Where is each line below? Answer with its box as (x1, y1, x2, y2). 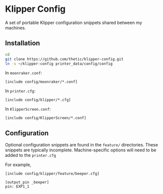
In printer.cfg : (5, 88, 36, 94)
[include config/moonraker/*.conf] (5, 79, 78, 84)
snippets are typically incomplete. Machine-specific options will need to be (5, 147, 157, 153)
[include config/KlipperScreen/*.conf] (5, 116, 87, 121)
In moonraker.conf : (5, 70, 43, 76)
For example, (5, 162, 32, 168)
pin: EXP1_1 (5, 184, 29, 189)
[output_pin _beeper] (5, 180, 49, 185)
